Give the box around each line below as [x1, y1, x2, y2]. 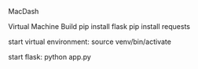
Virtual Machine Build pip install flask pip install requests [8, 22, 191, 31]
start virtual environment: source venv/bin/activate [8, 37, 171, 46]
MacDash [8, 7, 39, 16]
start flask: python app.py [8, 53, 92, 61]
